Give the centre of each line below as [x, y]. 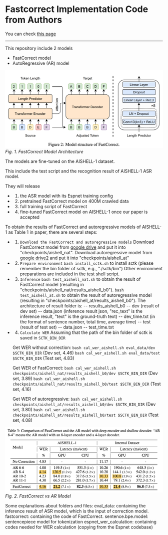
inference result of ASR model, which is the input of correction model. [77, 511]
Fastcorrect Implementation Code [77, 9]
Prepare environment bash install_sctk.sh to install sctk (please [87, 263]
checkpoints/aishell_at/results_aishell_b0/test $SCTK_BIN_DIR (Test [85, 415]
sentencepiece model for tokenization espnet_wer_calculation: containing [81, 521]
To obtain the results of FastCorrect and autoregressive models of [73, 227]
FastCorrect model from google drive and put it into [73, 247]
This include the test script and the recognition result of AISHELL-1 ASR [78, 171]
